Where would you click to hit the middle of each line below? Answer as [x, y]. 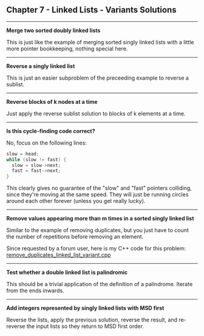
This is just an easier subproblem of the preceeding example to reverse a [98, 78]
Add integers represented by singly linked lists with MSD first [85, 308]
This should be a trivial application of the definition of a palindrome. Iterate [100, 284]
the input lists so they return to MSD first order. [85, 326]
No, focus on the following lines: [46, 143]
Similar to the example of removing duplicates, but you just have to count [98, 230]
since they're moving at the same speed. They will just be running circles [97, 194]
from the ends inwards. [36, 290]
